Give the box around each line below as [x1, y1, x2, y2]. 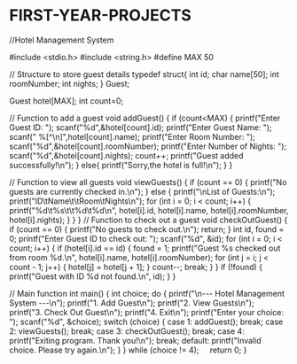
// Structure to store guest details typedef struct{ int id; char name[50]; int [9, 68, 279, 80]
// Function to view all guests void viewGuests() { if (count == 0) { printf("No [9, 176, 287, 187]
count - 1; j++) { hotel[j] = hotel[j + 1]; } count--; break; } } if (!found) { [9, 261, 263, 272]
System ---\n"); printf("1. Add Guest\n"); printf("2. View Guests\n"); [9, 298, 254, 308]
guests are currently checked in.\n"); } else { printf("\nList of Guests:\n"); [9, 186, 276, 197]
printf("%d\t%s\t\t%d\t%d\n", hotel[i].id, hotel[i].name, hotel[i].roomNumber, [9, 205, 289, 215]
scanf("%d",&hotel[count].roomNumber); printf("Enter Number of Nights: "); [9, 141, 287, 151]
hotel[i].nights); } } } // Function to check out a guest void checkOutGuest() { [9, 214, 288, 225]
